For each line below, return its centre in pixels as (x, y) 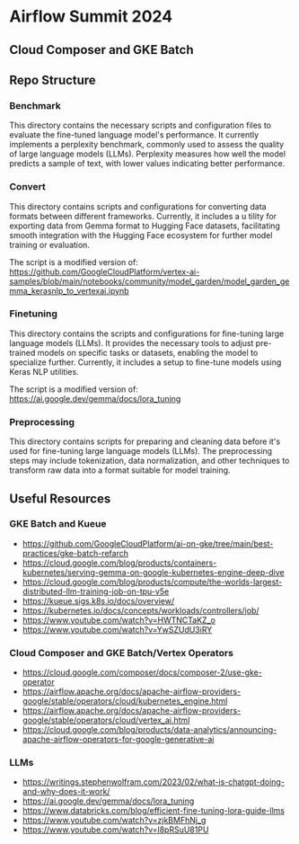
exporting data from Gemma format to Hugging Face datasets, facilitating (145, 226)
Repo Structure (53, 80)
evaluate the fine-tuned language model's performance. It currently (134, 135)
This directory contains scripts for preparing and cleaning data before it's (145, 441)
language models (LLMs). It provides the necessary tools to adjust (132, 342)
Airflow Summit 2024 (91, 17)
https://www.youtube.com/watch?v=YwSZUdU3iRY (117, 629)
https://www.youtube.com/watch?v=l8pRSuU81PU (115, 830)
